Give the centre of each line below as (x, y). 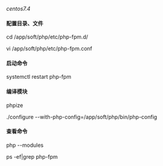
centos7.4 (18, 9)
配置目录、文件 (25, 23)
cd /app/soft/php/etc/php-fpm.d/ (47, 37)
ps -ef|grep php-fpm (32, 156)
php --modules (25, 145)
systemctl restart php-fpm (39, 77)
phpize (15, 105)
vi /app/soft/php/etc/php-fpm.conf (49, 49)
